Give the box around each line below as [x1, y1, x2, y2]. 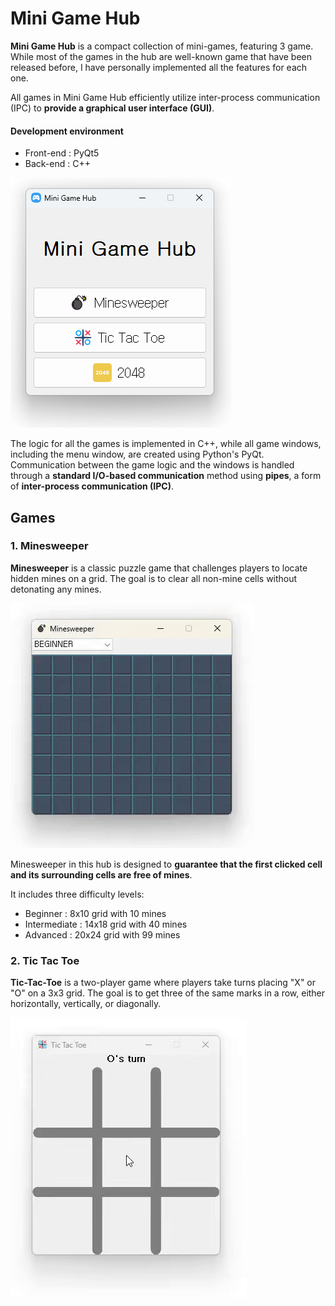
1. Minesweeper [10, 539, 89, 553]
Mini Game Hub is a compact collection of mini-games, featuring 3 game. [10, 40, 314, 52]
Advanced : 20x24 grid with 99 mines [24, 928, 181, 941]
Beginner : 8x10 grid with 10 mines [24, 907, 167, 919]
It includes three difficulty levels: [10, 888, 145, 900]
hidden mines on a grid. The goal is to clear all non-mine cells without [10, 572, 298, 584]
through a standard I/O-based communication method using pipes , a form [10, 470, 322, 482]
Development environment [10, 125, 124, 137]
